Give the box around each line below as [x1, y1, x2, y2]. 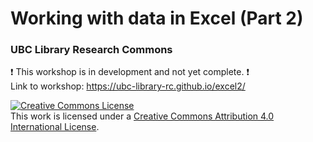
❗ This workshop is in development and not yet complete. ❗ [10, 66, 250, 78]
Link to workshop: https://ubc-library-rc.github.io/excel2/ [10, 80, 246, 92]
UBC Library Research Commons [10, 43, 173, 57]
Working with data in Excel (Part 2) [10, 7, 304, 30]
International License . [10, 121, 100, 133]
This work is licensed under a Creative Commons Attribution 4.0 [10, 110, 275, 122]
